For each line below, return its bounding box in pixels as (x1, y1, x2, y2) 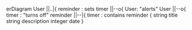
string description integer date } (6, 18, 84, 24)
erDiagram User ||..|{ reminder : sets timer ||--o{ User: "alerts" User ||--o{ (6, 6, 187, 12)
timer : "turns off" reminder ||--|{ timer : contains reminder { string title (6, 12, 178, 18)
